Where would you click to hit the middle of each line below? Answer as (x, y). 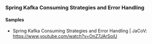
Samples (15, 20)
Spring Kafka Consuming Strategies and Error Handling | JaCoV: (80, 31)
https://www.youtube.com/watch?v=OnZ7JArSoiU (65, 36)
